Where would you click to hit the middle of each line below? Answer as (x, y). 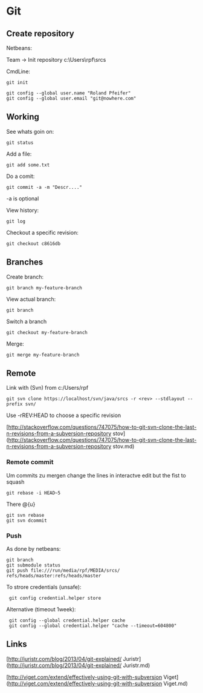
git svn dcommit (27, 521)
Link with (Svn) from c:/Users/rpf (47, 388)
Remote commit (30, 462)
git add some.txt (28, 165)
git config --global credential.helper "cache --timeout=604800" (93, 626)
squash (15, 482)
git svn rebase (25, 515)
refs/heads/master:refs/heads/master (54, 576)
